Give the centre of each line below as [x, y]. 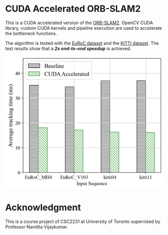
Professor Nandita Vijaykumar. [37, 227]
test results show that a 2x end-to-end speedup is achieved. [68, 48]
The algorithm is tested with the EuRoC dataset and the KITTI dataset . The [82, 43]
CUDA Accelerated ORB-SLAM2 [73, 9]
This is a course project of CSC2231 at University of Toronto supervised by [83, 221]
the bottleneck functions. [31, 33]
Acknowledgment [43, 208]
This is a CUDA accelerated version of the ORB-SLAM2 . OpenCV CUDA [79, 23]
